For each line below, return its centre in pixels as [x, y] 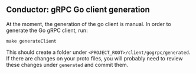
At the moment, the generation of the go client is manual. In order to [89, 24]
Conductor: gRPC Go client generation [78, 10]
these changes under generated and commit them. [67, 65]
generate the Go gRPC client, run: [47, 30]
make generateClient [32, 41]
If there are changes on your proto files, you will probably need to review [94, 58]
